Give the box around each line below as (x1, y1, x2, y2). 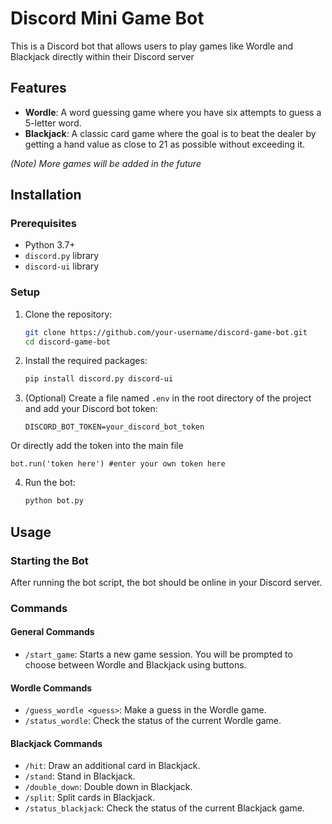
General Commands (10, 626, 95, 638)
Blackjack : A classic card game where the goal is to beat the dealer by (24, 127, 317, 139)
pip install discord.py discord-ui (24, 374, 174, 384)
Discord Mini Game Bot (10, 7, 205, 30)
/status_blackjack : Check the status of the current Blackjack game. (24, 802, 305, 814)
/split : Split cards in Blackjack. (24, 792, 156, 804)
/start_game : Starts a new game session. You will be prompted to (24, 648, 293, 661)
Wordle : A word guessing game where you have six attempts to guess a (24, 106, 322, 118)
